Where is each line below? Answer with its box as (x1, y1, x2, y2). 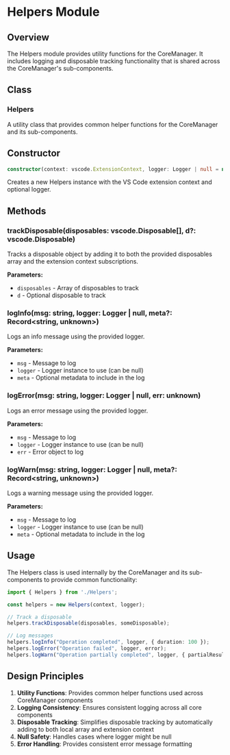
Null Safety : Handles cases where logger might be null (16, 732, 172, 741)
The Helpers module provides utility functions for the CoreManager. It (7, 49, 203, 58)
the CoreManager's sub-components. (7, 65, 114, 72)
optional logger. (7, 185, 51, 194)
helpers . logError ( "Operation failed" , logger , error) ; (7, 645, 167, 652)
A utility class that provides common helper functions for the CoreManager (7, 120, 218, 128)
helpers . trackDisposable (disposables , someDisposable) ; (7, 620, 170, 627)
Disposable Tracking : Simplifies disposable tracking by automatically (16, 718, 214, 726)
